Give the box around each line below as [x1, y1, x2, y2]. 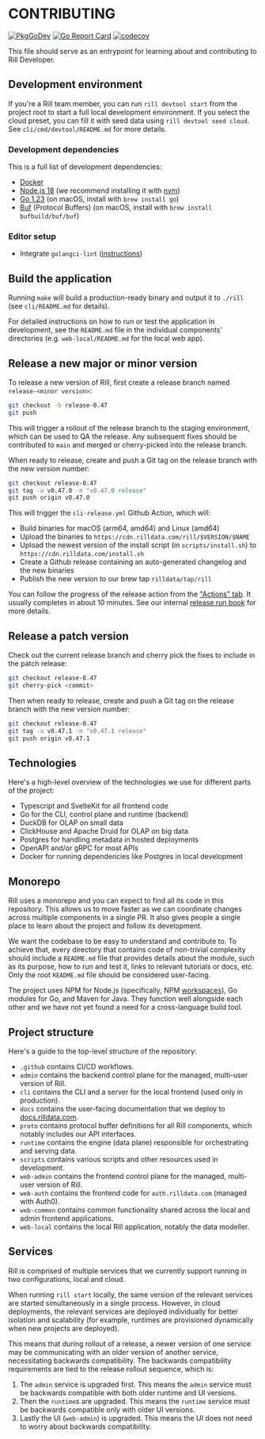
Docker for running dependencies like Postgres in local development [19, 852, 244, 861]
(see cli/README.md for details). [8, 301, 110, 311]
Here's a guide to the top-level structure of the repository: [8, 1046, 197, 1056]
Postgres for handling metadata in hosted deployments [19, 835, 199, 845]
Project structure [8, 1025, 94, 1039]
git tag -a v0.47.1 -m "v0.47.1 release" [8, 727, 147, 735]
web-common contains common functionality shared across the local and [19, 1205, 251, 1215]
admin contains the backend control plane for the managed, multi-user [19, 1070, 248, 1080]
